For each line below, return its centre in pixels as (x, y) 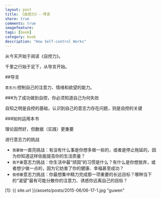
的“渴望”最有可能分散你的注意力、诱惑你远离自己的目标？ (70, 180)
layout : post (18, 10)
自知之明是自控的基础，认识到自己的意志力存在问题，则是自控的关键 (74, 108)
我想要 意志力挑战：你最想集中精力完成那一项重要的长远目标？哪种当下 (82, 174)
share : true (17, 19)
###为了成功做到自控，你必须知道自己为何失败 (52, 98)
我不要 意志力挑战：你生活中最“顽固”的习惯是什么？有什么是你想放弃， (82, 162)
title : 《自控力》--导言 (28, 14)
